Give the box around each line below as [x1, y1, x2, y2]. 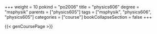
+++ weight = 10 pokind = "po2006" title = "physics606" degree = [4, 4, 140, 10]
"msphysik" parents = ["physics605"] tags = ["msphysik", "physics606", [4, 9, 152, 15]
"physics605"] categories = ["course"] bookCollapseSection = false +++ [4, 14, 152, 20]
